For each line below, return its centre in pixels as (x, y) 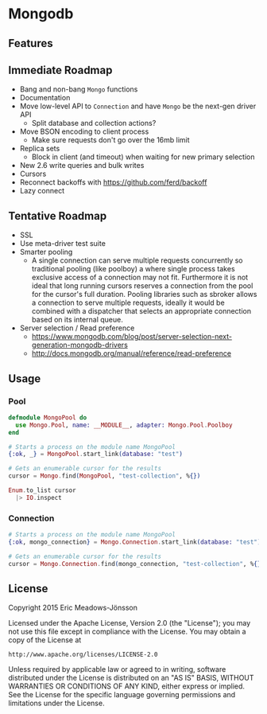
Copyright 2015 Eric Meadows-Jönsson (73, 608)
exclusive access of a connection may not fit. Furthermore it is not (140, 277)
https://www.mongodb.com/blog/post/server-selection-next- (132, 337)
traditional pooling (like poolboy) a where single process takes (133, 269)
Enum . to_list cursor (43, 490)
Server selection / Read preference (77, 328)
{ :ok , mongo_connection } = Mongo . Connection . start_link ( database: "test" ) (135, 542)
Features (31, 43)
